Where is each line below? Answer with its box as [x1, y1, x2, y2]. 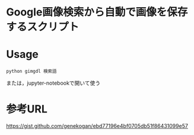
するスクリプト [6, 20, 79, 34]
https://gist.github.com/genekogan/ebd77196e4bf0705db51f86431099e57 [6, 123, 189, 130]
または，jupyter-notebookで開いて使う [6, 79, 101, 86]
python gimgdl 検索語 [6, 69, 57, 75]
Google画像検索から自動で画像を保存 [6, 5, 188, 19]
